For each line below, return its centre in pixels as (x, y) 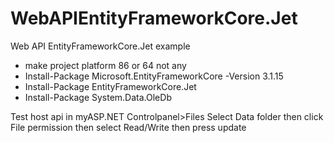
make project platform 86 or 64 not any (105, 65)
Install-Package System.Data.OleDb (98, 97)
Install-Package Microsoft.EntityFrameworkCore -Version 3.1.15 (154, 76)
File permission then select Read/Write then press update (128, 127)
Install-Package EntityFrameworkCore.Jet (110, 86)
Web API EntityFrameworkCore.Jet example (100, 46)
